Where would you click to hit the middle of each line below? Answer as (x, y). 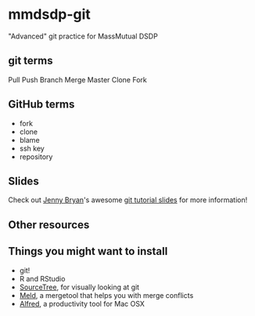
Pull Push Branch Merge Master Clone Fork (77, 79)
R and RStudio (42, 278)
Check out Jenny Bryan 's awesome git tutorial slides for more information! (128, 200)
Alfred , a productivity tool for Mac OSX (82, 303)
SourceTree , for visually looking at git (79, 287)
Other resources (49, 225)
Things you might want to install (88, 251)
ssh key (32, 148)
